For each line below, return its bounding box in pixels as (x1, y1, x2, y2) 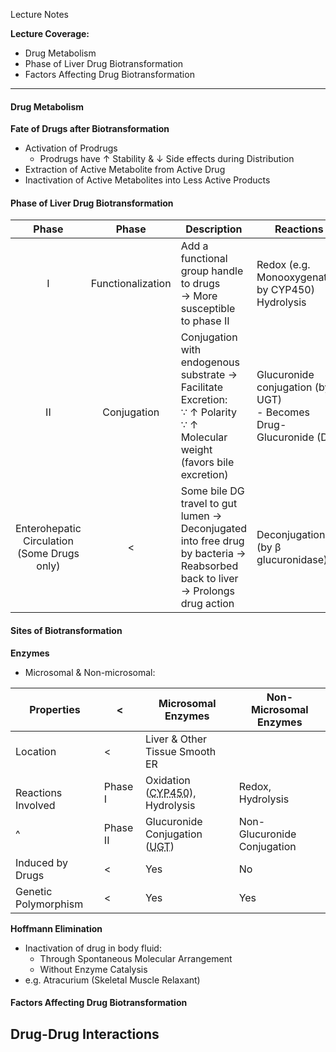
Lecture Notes (10, 9, 70, 20)
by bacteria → (180, 547, 247, 561)
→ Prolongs (180, 584, 235, 598)
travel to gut (180, 497, 238, 511)
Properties (29, 702, 81, 716)
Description (185, 222, 243, 236)
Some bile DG (180, 484, 245, 498)
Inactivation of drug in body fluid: (24, 942, 162, 954)
